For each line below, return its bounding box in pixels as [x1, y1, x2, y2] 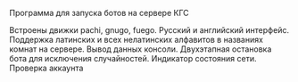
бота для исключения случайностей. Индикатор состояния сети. [9, 53, 257, 63]
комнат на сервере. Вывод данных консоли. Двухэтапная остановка [9, 44, 272, 54]
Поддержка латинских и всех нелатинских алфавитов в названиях [9, 35, 263, 45]
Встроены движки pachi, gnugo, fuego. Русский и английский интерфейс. [9, 25, 290, 35]
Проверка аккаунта [9, 62, 84, 73]
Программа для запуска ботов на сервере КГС [9, 8, 189, 18]
